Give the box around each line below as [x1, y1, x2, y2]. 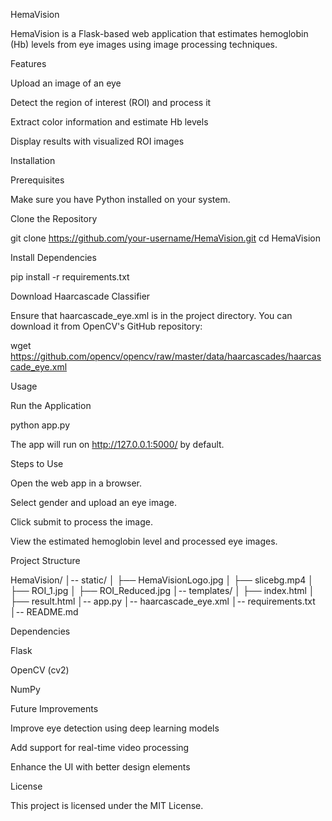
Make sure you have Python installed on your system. [10, 194, 231, 205]
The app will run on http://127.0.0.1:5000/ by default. [10, 439, 225, 450]
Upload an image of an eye [10, 77, 122, 89]
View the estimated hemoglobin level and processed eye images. [10, 535, 278, 547]
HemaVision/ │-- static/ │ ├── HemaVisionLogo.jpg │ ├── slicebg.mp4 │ [10, 574, 315, 586]
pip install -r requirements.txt [10, 271, 130, 283]
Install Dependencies [10, 252, 97, 263]
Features [10, 58, 47, 69]
